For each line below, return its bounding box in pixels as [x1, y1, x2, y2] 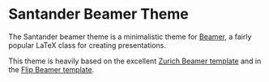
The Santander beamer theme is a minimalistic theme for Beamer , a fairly [8, 32, 252, 41]
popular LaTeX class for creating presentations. [8, 40, 166, 50]
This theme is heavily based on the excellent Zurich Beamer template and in [8, 56, 262, 66]
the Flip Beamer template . [8, 64, 95, 74]
